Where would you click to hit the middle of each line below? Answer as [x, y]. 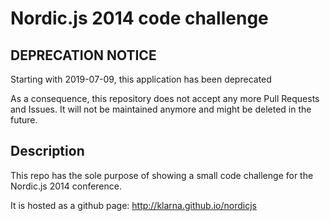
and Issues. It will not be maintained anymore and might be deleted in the [161, 109]
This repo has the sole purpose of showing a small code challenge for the [162, 175]
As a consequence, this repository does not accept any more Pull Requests [165, 98]
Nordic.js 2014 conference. [66, 186]
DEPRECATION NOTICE [83, 55]
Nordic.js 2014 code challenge [139, 18]
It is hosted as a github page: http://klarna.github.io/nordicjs [133, 205]
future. [24, 120]
